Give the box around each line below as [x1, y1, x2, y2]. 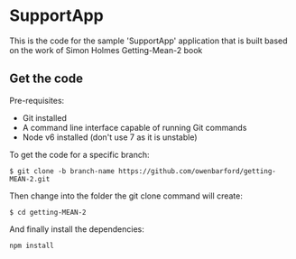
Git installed [22, 112, 68, 123]
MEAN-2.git [9, 174, 51, 183]
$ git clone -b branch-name [9, 166, 116, 176]
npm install [9, 241, 54, 250]
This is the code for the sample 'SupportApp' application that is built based [9, 35, 288, 46]
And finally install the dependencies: [9, 223, 144, 235]
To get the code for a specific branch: [9, 149, 151, 160]
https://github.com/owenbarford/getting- [118, 166, 277, 176]
